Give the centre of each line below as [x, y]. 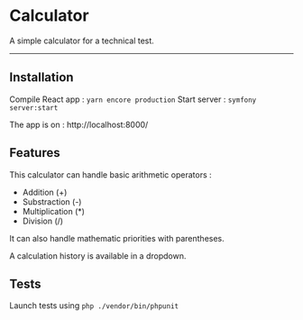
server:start [34, 108]
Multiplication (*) [54, 211]
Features [35, 153]
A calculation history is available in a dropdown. [98, 256]
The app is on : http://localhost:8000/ [79, 124]
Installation [41, 78]
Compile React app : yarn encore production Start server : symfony [133, 99]
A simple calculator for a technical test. [82, 41]
